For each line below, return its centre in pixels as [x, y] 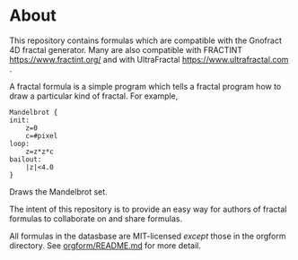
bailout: [26, 159]
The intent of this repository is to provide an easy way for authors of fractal [148, 209]
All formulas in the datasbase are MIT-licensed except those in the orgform [148, 236]
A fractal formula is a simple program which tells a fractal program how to [145, 86]
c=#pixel [42, 135]
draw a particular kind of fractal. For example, [94, 96]
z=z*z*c [39, 152]
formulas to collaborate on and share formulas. [96, 218]
